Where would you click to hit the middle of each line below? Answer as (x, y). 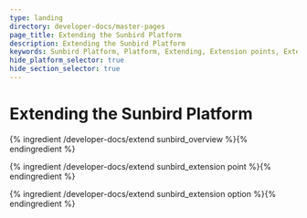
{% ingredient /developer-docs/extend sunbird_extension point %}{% (141, 166)
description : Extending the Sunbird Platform (97, 43)
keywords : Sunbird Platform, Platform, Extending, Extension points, (145, 52)
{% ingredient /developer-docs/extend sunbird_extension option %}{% (143, 193)
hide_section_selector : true (65, 69)
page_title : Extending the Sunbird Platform (95, 35)
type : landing (37, 18)
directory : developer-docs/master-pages (88, 26)
